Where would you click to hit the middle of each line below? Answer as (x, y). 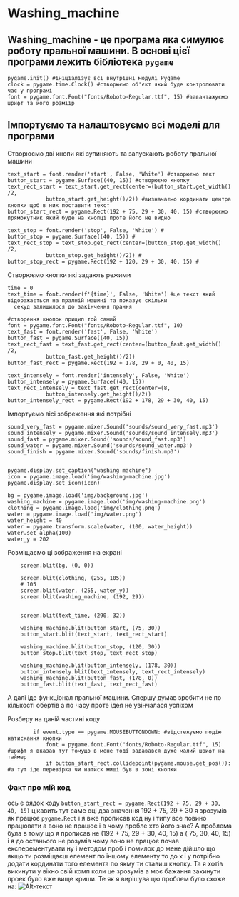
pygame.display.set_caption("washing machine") (80, 470)
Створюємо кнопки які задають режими (69, 275)
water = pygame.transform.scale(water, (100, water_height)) (100, 526)
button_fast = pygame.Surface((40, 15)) (68, 338)
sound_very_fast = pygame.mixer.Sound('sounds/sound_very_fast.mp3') (113, 426)
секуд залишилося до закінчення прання (73, 306)
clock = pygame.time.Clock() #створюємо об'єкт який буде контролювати (116, 84)
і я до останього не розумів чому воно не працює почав (93, 841)
